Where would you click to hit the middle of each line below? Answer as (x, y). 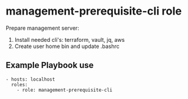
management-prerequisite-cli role (94, 11)
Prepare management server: (43, 28)
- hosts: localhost (31, 79)
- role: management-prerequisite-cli (65, 90)
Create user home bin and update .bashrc (67, 46)
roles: (20, 84)
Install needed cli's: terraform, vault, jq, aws (70, 39)
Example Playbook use (50, 65)
